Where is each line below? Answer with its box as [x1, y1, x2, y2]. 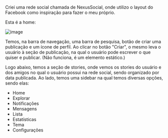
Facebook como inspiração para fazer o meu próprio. [5, 9, 115, 15]
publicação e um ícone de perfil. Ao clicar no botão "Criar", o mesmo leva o [5, 44, 161, 49]
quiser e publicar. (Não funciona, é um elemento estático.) [5, 54, 125, 60]
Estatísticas [12, 116, 37, 122]
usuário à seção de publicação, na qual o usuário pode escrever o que [5, 49, 151, 55]
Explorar [12, 95, 30, 101]
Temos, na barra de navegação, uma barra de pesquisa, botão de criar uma [5, 38, 161, 44]
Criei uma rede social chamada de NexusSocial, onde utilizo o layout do [5, 4, 153, 10]
